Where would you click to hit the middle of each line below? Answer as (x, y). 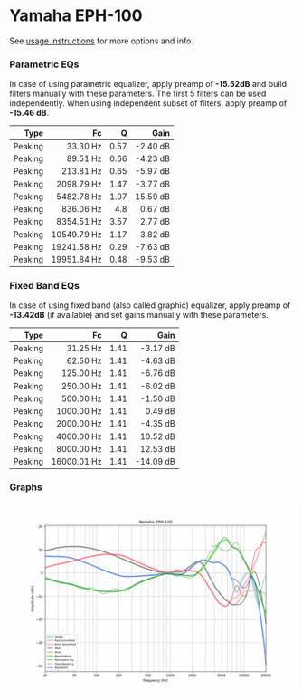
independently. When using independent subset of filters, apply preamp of (148, 103)
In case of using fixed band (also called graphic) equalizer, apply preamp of (150, 305)
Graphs (26, 487)
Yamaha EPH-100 (76, 16)
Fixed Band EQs (44, 285)
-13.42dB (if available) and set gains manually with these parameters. (139, 315)
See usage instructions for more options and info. (102, 41)
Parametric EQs (44, 64)
